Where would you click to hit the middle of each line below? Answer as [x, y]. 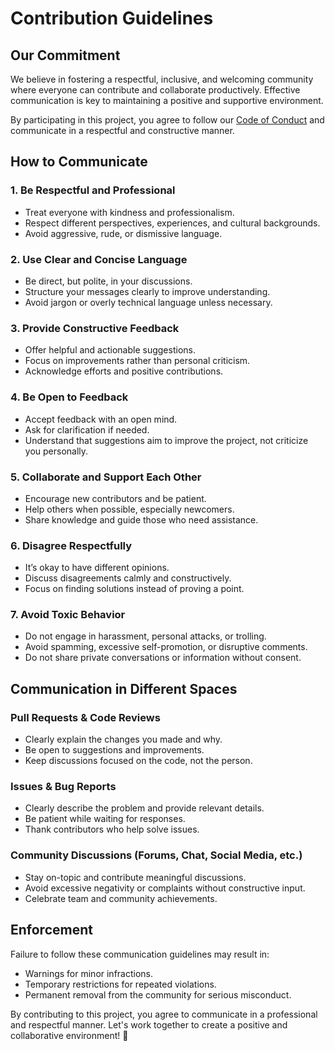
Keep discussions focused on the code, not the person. [138, 761]
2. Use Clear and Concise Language [99, 259]
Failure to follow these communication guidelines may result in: [140, 954]
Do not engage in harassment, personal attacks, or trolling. [145, 636]
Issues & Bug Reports [63, 787]
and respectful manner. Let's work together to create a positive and [149, 1024]
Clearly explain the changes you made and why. [123, 739]
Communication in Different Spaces [124, 688]
